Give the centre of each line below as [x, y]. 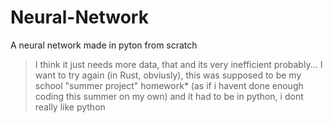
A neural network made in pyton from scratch [104, 45]
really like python [70, 107]
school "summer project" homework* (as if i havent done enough [169, 85]
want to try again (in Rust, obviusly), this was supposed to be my [168, 75]
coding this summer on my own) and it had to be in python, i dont [169, 96]
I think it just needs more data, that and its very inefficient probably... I [178, 64]
